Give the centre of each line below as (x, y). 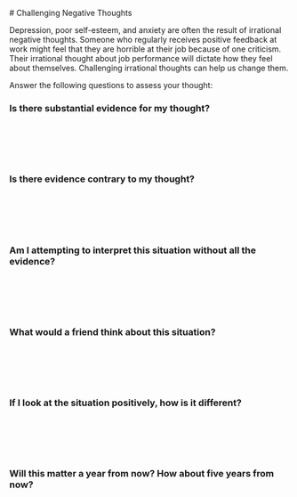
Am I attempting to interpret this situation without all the (132, 250)
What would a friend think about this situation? (112, 331)
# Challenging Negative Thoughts (71, 13)
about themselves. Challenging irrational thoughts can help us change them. (149, 68)
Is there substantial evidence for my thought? (110, 108)
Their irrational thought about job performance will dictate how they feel (141, 58)
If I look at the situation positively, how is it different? (125, 403)
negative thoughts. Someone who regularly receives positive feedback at (143, 40)
